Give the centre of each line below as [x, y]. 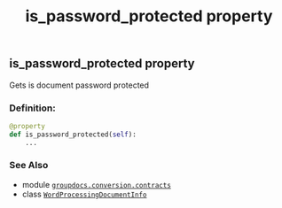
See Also [29, 166]
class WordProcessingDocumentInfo [84, 194]
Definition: [32, 108]
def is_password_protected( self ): [73, 135]
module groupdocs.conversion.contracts [96, 184]
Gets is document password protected [79, 85]
